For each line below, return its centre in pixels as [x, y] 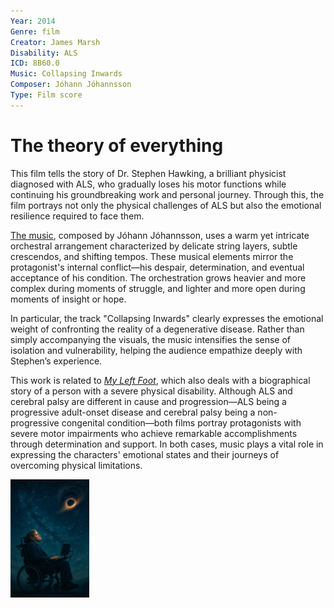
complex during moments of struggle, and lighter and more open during [158, 288]
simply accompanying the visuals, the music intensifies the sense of [151, 339]
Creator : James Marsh [55, 42]
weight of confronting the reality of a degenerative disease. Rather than [157, 329]
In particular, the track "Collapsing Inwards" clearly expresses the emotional [167, 318]
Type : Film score [46, 95]
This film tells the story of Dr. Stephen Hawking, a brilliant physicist [148, 173]
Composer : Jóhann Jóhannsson [71, 85]
